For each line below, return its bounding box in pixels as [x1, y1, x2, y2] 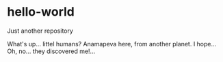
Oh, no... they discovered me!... [7, 47, 96, 55]
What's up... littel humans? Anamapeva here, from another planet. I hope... [7, 40, 217, 48]
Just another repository [7, 27, 74, 35]
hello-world [7, 4, 75, 20]
